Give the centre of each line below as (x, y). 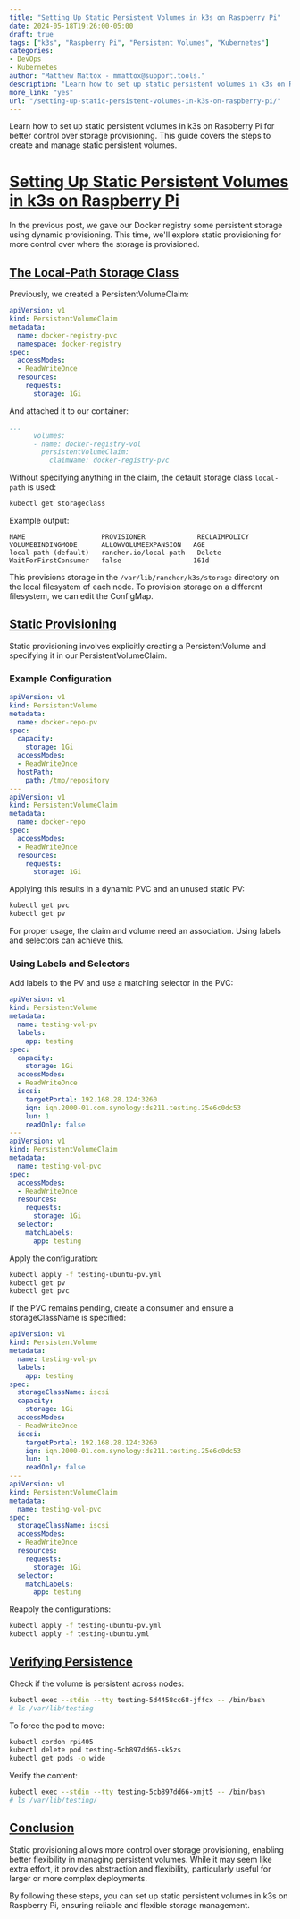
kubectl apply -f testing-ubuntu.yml (79, 1634)
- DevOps (25, 59)
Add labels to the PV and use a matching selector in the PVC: (121, 983)
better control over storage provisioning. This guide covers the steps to (140, 136)
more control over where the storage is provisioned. (104, 244)
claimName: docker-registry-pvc (109, 461)
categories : (31, 51)
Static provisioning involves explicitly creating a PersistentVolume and (137, 646)
